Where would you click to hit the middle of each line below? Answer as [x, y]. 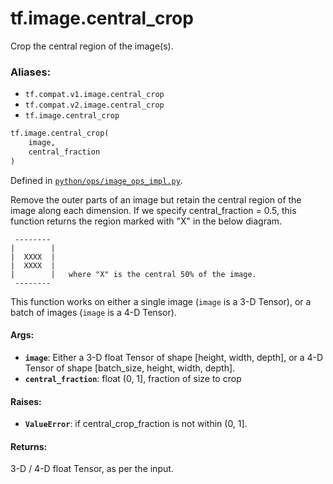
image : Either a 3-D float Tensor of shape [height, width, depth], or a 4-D [174, 357]
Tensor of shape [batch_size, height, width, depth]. [130, 368]
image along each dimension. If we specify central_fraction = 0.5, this [153, 210]
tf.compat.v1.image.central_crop [94, 95]
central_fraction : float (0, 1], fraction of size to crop [133, 378]
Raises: [26, 401]
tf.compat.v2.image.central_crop [94, 105]
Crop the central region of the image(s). [92, 46]
